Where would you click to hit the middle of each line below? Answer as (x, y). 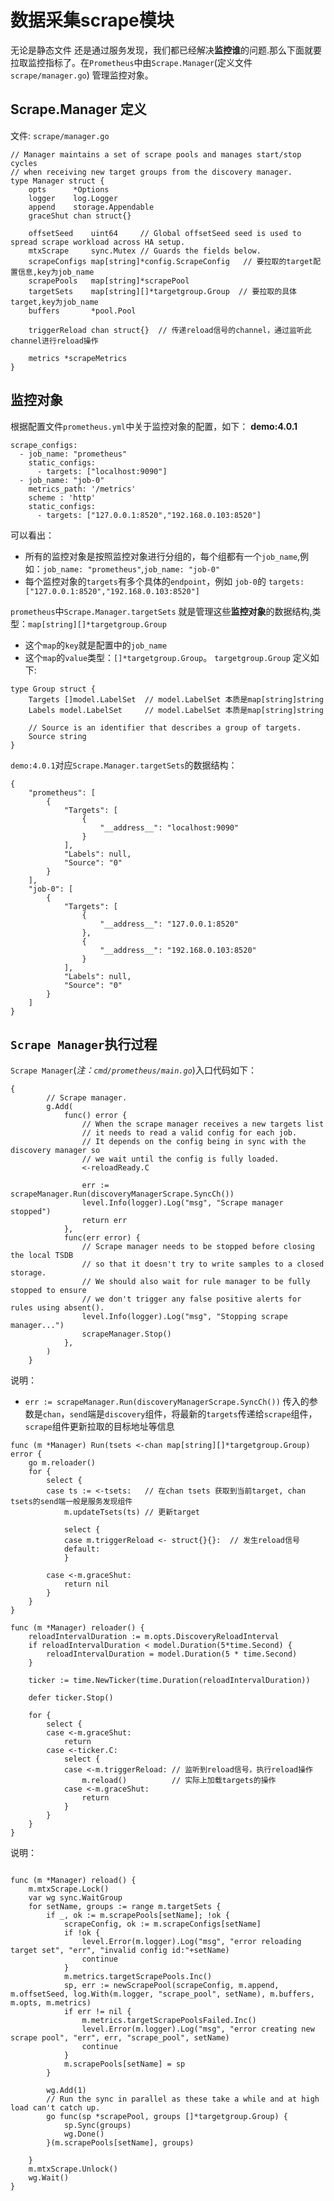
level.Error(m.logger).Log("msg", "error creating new (198, 2029)
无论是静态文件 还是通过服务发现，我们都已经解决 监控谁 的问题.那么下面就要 (166, 50)
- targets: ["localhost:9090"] (102, 471)
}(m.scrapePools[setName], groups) (120, 2143)
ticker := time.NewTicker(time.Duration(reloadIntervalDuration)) (169, 1681)
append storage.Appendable (91, 207)
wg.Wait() (49, 2178)
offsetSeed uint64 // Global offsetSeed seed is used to (165, 233)
